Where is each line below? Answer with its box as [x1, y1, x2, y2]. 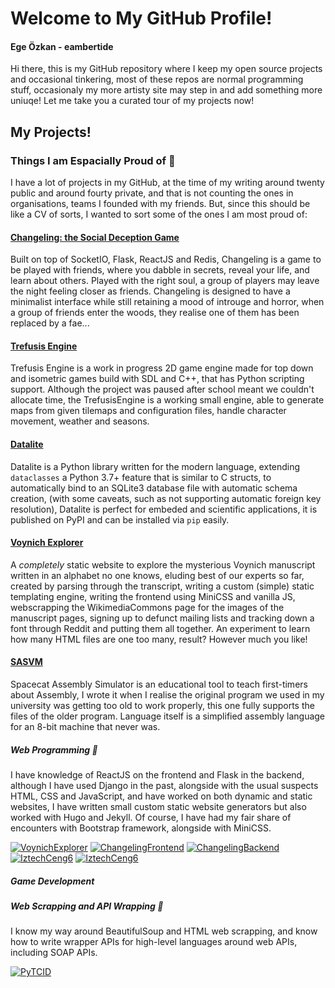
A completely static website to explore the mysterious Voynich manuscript [10, 558, 316, 571]
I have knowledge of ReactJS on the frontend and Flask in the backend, [10, 769, 305, 781]
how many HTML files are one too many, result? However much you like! [10, 633, 308, 645]
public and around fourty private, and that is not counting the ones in [10, 187, 294, 199]
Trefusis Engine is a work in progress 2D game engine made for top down [10, 362, 314, 374]
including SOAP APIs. [10, 947, 98, 959]
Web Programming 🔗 [10, 743, 98, 756]
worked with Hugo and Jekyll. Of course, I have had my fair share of [10, 812, 292, 824]
